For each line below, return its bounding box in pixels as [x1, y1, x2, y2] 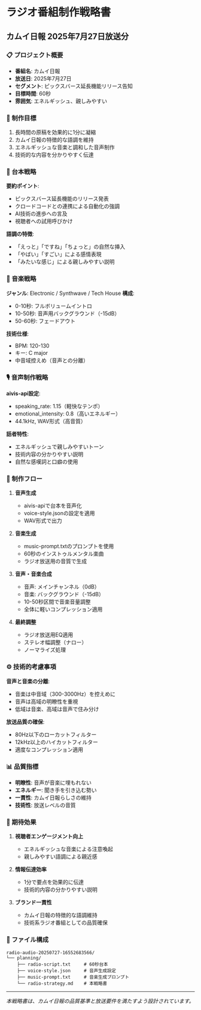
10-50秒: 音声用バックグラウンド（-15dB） [14, 310, 120, 317]
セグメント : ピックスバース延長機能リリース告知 [14, 82, 133, 89]
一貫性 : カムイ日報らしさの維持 [14, 794, 92, 801]
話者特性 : [6, 431, 29, 438]
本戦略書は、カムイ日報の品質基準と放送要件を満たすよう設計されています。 [6, 997, 194, 1005]
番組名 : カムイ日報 [14, 67, 60, 74]
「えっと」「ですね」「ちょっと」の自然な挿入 [14, 243, 126, 250]
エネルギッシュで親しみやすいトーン [14, 443, 105, 450]
